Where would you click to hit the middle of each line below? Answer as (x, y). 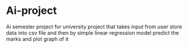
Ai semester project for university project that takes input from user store (94, 27)
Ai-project (32, 11)
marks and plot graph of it (37, 39)
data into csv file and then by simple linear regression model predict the (93, 32)
